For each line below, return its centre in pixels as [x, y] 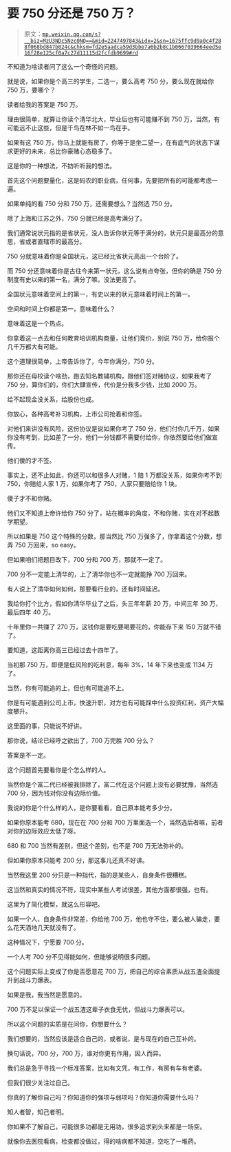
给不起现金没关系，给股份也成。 [52, 399]
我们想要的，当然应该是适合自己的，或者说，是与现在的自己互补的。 [103, 1038]
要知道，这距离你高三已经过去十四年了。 [64, 650]
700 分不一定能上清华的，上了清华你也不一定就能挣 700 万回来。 [99, 574]
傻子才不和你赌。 [31, 498]
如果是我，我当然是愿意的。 [46, 994]
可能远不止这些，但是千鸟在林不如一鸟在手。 [70, 128]
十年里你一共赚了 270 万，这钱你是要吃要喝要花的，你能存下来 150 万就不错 [114, 627]
